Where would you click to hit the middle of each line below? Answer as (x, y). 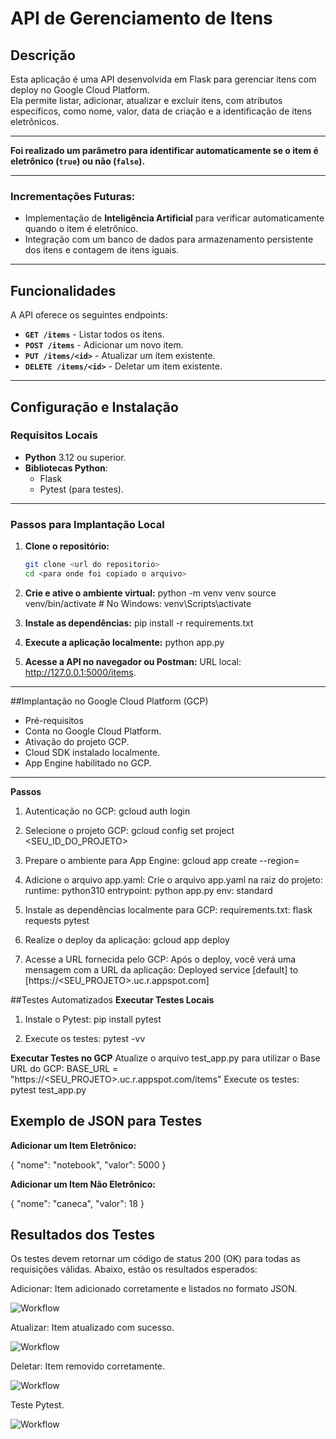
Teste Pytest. (37, 1405)
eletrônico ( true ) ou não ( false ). (78, 161)
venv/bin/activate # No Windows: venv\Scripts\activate (138, 603)
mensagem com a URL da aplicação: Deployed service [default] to (161, 969)
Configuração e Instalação (94, 407)
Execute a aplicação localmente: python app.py (124, 642)
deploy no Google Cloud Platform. (80, 90)
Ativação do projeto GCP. (77, 741)
